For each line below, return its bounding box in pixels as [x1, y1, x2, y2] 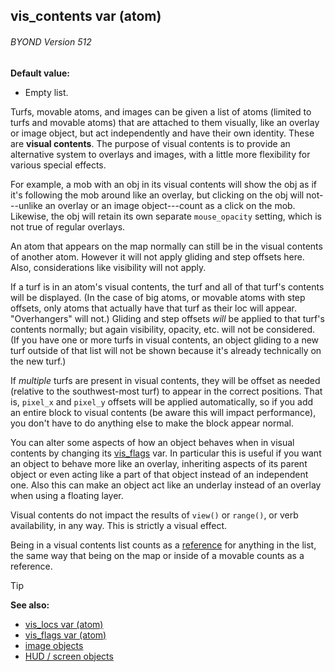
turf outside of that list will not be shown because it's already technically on [10, 344, 322, 356]
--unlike [10, 199, 43, 211]
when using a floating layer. [10, 489, 124, 501]
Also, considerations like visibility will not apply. [10, 261, 207, 273]
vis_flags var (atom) [24, 629, 107, 641]
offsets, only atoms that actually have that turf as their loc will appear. [10, 302, 297, 314]
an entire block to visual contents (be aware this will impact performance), [10, 406, 317, 418]
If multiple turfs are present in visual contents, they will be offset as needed [10, 374, 321, 386]
